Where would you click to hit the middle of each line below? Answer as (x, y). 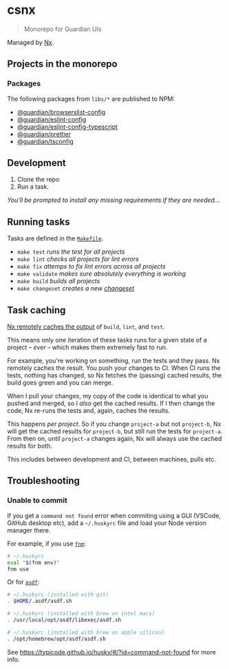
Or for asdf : (23, 582)
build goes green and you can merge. (60, 383)
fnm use (18, 569)
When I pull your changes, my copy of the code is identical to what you (108, 396)
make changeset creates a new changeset (76, 289)
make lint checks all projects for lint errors (78, 259)
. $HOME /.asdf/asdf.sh (40, 601)
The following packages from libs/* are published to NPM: (91, 99)
